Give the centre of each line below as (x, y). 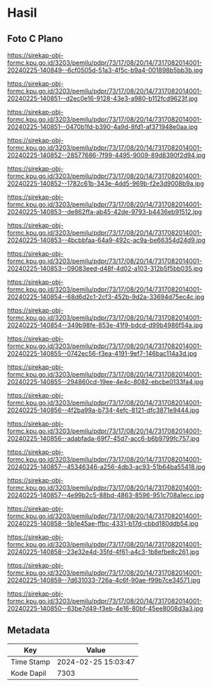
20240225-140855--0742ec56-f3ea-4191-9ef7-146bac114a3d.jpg (102, 353)
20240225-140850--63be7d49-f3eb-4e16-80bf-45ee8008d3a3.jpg (105, 609)
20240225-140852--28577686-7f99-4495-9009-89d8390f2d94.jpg (106, 155)
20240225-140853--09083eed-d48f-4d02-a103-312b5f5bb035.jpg (105, 269)
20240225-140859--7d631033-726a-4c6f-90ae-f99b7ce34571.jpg (104, 580)
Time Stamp (31, 662)
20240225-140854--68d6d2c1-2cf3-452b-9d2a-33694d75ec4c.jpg (106, 297)
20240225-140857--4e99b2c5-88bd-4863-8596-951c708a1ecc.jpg (105, 495)
